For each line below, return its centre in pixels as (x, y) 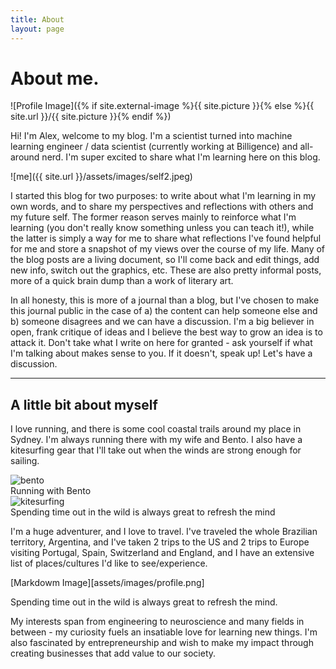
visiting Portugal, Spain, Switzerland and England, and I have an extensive (162, 553)
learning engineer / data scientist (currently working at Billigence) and (154, 147)
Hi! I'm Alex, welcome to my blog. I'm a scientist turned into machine (151, 136)
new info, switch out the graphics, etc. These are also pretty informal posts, (166, 270)
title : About (37, 19)
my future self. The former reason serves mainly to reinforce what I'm (153, 217)
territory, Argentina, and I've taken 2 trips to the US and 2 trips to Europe (160, 542)
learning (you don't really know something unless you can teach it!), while (162, 228)
